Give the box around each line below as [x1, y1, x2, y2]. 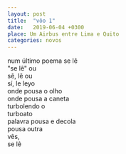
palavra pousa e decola [7, 117, 76, 125]
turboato [7, 110, 33, 118]
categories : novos [7, 37, 62, 44]
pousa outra [7, 125, 43, 133]
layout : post [7, 10, 46, 18]
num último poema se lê [7, 56, 78, 65]
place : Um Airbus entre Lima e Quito [7, 30, 120, 38]
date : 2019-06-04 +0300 [7, 24, 84, 31]
